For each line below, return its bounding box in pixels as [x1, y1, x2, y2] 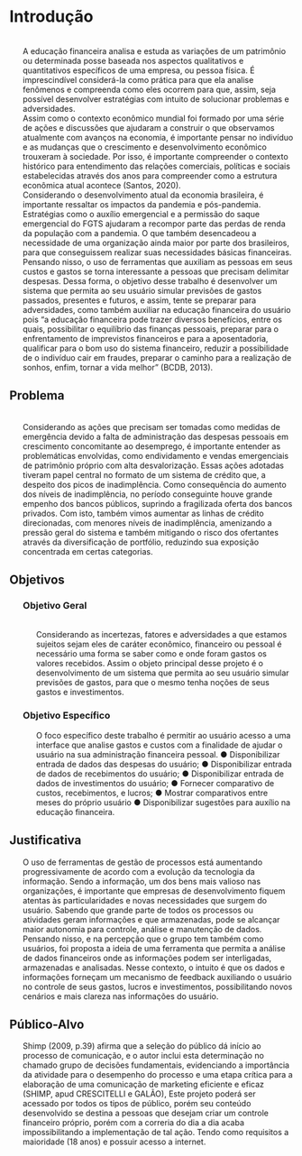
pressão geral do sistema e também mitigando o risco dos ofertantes [22, 527, 279, 537]
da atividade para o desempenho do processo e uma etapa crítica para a [22, 1069, 293, 1080]
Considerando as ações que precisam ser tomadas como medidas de [22, 421, 281, 432]
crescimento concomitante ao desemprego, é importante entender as [22, 440, 281, 452]
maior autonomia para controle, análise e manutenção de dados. [22, 923, 262, 934]
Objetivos [9, 573, 65, 588]
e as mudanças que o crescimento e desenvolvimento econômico [22, 142, 268, 152]
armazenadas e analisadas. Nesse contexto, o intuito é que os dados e [22, 962, 286, 973]
